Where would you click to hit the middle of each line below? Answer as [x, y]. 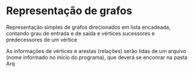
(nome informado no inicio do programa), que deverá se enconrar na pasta [97, 57]
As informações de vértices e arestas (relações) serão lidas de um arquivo [96, 51]
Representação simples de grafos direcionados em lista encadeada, [88, 27]
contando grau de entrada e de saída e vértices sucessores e [80, 33]
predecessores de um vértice [42, 39]
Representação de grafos [69, 11]
